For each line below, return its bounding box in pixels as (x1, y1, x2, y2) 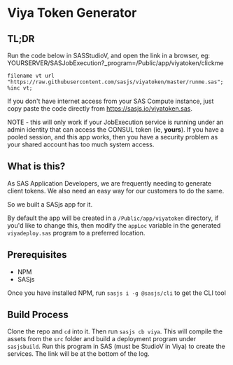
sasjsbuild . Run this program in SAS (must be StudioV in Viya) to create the (7, 342, 225, 351)
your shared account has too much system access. (7, 140, 155, 149)
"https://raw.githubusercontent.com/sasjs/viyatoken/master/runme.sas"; (7, 78, 224, 85)
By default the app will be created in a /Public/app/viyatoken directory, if (7, 214, 219, 222)
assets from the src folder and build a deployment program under (7, 335, 197, 343)
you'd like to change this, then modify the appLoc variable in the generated (7, 221, 221, 229)
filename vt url (7, 72, 55, 79)
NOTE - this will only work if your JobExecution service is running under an (7, 118, 224, 126)
